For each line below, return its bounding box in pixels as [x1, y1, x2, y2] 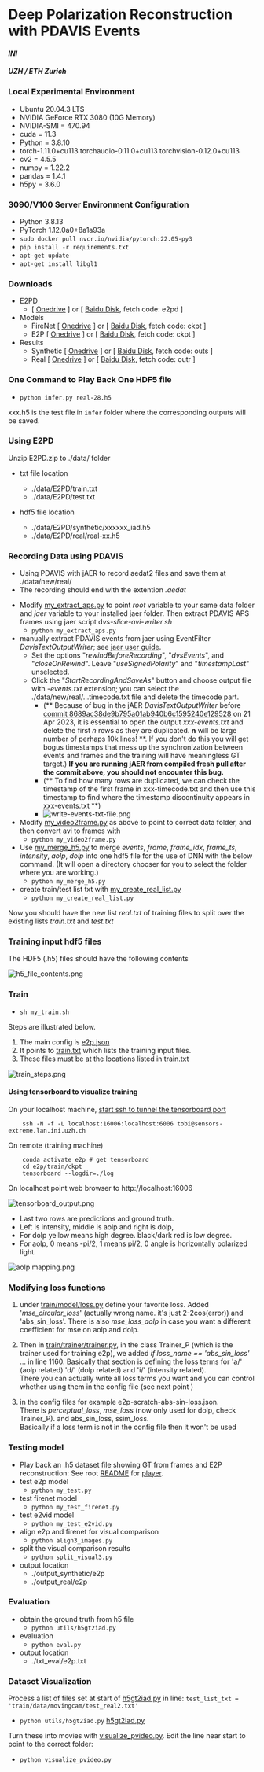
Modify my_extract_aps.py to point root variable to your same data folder [19, 600, 255, 610]
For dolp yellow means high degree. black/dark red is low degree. [19, 1230, 233, 1240]
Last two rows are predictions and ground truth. [19, 1214, 174, 1223]
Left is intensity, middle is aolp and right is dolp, [19, 1221, 174, 1232]
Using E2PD [8, 435, 54, 446]
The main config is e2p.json [19, 1037, 110, 1047]
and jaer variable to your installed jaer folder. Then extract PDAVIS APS [19, 609, 250, 618]
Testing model [8, 1442, 64, 1453]
